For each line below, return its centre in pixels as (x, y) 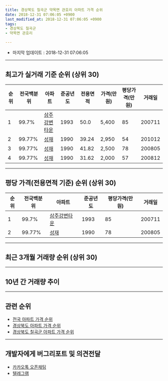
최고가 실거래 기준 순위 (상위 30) (52, 75)
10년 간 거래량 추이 (32, 282)
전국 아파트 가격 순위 (32, 319)
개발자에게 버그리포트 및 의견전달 (53, 354)
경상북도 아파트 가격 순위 (36, 326)
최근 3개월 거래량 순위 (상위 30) (51, 258)
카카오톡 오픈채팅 (29, 367)
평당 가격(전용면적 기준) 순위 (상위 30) (61, 183)
